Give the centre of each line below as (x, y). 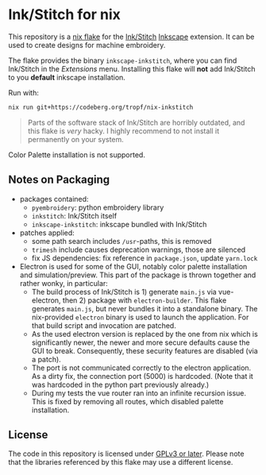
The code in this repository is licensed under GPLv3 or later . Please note (126, 454)
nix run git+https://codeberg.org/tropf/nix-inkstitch (101, 107)
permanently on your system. (76, 139)
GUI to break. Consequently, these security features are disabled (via (145, 350)
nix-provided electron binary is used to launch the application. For (140, 317)
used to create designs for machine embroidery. (87, 44)
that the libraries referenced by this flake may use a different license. (121, 462)
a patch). (46, 359)
